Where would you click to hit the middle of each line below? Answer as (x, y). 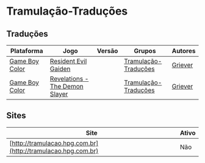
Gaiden (60, 69)
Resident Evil (68, 61)
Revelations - (69, 79)
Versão (107, 51)
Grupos (145, 51)
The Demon (67, 86)
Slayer (59, 94)
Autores (184, 51)
